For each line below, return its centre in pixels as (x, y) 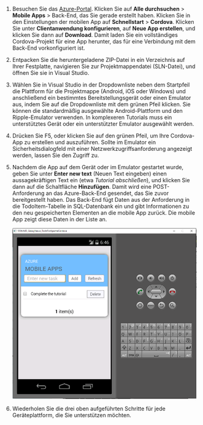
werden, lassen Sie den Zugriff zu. (56, 155)
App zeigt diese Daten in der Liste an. (59, 219)
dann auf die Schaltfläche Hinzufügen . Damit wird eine (82, 187)
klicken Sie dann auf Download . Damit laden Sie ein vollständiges (95, 35)
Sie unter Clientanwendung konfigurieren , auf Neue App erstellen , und (104, 28)
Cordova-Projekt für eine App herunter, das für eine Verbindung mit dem (104, 41)
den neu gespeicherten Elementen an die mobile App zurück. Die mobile (103, 213)
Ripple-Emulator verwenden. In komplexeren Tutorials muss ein (92, 117)
